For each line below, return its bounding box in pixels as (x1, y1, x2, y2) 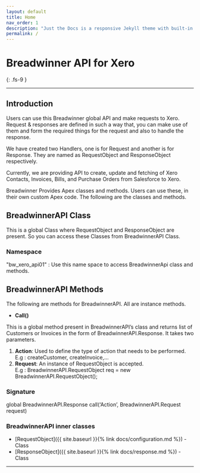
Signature (6, 387, 36, 396)
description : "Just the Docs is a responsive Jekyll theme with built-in (6, 25, 193, 31)
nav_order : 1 (6, 20, 39, 26)
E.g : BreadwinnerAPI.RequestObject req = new (14, 366, 131, 373)
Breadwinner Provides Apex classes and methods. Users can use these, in (6, 187, 189, 194)
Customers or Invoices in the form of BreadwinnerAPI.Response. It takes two (6, 329, 194, 336)
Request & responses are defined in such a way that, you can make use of (6, 121, 188, 128)
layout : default (6, 8, 46, 15)
